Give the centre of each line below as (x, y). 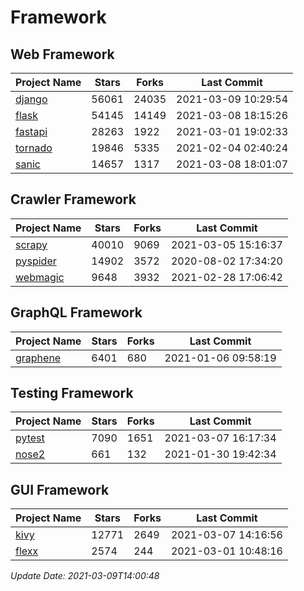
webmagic (40, 277)
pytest (30, 438)
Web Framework (62, 54)
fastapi (31, 131)
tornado (34, 148)
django (31, 99)
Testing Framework (72, 393)
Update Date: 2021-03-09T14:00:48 (85, 576)
